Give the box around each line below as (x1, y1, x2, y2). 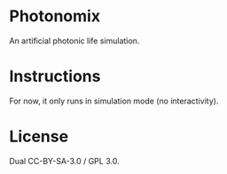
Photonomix (9, 6, 100, 26)
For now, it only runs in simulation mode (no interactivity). (9, 95, 219, 106)
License (9, 126, 69, 147)
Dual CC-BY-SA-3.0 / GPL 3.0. (9, 155, 120, 166)
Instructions (9, 66, 101, 87)
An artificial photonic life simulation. (9, 35, 140, 46)
